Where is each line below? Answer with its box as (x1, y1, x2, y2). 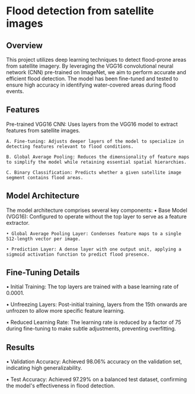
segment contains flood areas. (6, 174, 84, 180)
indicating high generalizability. (6, 364, 82, 371)
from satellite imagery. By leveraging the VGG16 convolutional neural (6, 62, 174, 69)
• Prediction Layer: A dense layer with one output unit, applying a (6, 246, 182, 252)
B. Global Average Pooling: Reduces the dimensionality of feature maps (6, 154, 190, 160)
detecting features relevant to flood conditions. (6, 144, 134, 150)
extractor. (6, 219, 30, 226)
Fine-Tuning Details (6, 268, 80, 278)
